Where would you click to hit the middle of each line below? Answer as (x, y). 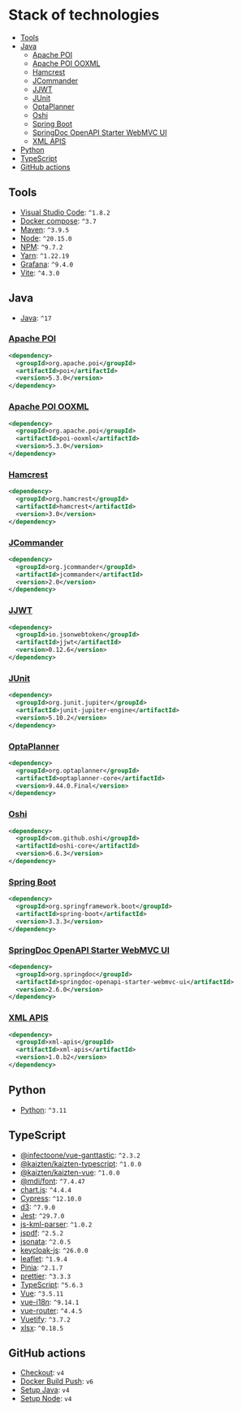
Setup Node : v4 (46, 1399)
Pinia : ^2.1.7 (41, 1267)
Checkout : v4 (42, 1373)
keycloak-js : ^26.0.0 (54, 1250)
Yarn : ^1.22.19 (45, 255)
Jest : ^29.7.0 (42, 1215)
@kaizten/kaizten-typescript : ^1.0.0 (81, 1163)
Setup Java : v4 (45, 1390)
